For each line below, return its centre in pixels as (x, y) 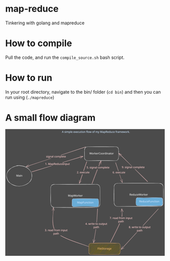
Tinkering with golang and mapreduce (45, 23)
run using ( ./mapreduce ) (30, 97)
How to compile (39, 43)
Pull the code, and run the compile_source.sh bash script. (65, 57)
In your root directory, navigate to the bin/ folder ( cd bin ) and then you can (83, 92)
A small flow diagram (50, 118)
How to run (29, 78)
